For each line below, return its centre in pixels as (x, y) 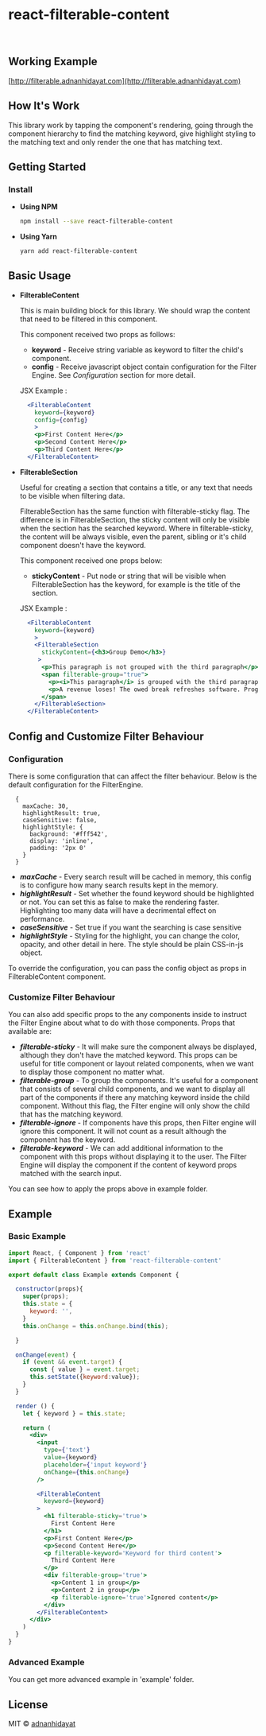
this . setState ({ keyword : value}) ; (85, 1377)
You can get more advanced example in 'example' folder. (101, 1680)
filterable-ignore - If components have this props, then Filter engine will (138, 1123)
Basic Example (37, 1237)
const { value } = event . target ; (85, 1369)
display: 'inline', (61, 841)
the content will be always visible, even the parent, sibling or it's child (133, 536)
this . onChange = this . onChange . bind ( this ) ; (96, 1326)
